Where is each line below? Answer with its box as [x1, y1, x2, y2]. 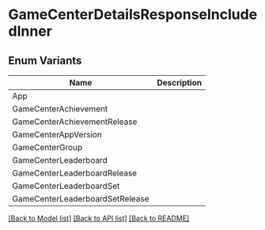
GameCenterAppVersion [12, 129, 103, 140]
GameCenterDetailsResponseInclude [8, 6, 258, 24]
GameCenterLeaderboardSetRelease [12, 194, 150, 204]
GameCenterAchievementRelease [12, 116, 138, 127]
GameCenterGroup [12, 142, 83, 153]
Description [157, 77, 203, 88]
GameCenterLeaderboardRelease [12, 168, 137, 179]
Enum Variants [8, 54, 82, 67]
